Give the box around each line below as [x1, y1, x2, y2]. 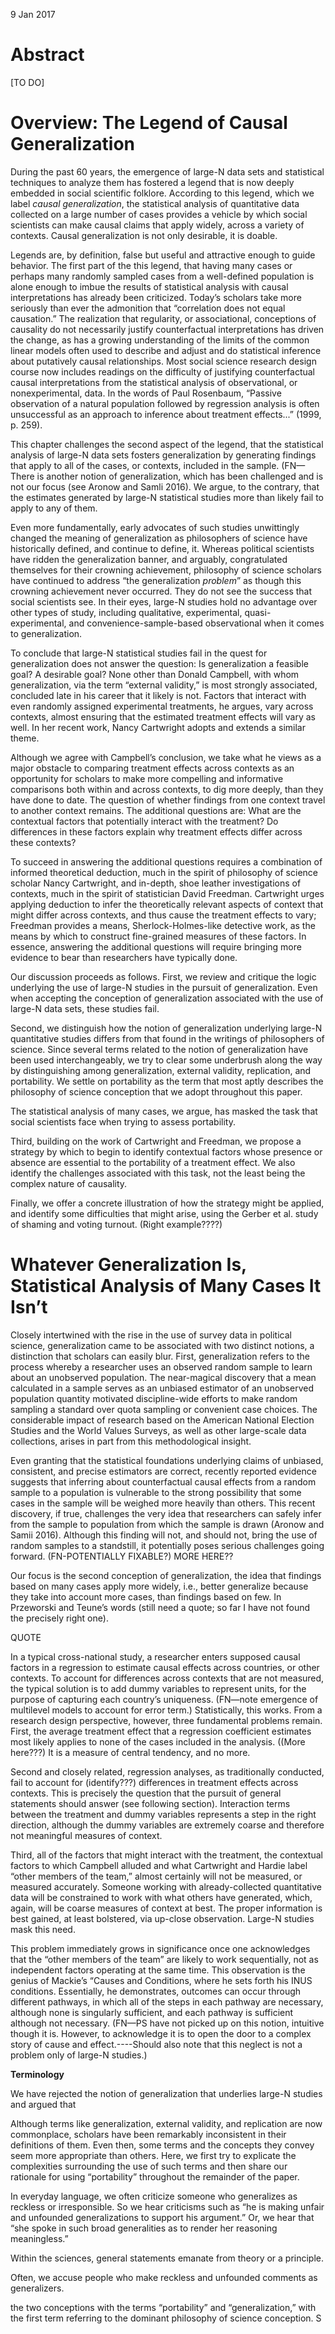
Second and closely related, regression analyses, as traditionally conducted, [10, 1765, 325, 1778]
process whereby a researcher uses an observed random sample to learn [10, 1360, 313, 1373]
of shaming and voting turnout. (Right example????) [10, 1218, 223, 1230]
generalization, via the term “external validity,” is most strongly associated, [10, 679, 318, 691]
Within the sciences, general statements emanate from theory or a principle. [10, 2252, 325, 2264]
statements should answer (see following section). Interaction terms [10, 1797, 291, 1809]
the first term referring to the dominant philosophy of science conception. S [10, 2312, 322, 2324]
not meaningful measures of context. [10, 1829, 163, 1841]
